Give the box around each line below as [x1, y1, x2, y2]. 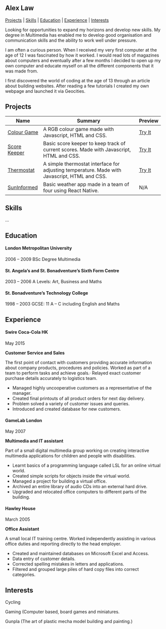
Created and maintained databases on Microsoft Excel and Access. [12, 551, 149, 557]
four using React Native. [42, 187, 99, 194]
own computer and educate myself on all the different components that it [5, 63, 154, 68]
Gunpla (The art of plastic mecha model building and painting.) [5, 619, 133, 625]
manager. [12, 390, 32, 396]
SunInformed [7, 184, 38, 190]
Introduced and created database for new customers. [12, 406, 121, 412]
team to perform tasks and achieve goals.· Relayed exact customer [5, 370, 141, 376]
